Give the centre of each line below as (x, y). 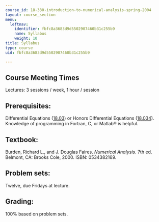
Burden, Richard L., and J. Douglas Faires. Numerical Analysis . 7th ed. (79, 152)
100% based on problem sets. (37, 214)
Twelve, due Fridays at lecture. (37, 185)
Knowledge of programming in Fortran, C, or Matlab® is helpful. (72, 124)
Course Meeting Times (42, 78)
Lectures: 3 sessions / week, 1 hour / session (52, 90)
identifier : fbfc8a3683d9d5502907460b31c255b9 (65, 29)
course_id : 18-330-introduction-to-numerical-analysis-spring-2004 (78, 10)
